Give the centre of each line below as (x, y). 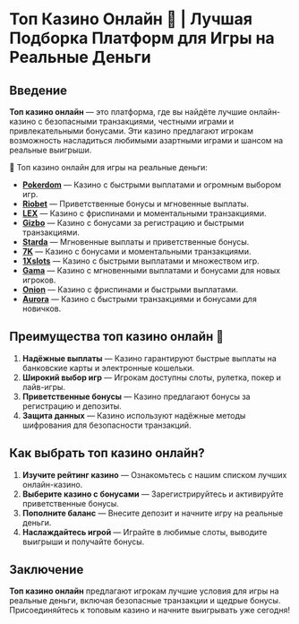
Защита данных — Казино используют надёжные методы (134, 415)
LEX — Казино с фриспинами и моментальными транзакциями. (144, 213)
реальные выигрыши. (51, 150)
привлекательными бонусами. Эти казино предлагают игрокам (131, 131)
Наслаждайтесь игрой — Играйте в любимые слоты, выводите (145, 532)
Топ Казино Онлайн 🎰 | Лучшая (131, 19)
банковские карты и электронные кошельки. (108, 368)
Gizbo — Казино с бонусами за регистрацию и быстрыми (133, 223)
